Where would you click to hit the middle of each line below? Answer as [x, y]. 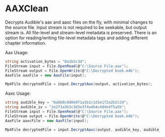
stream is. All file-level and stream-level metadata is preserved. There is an [81, 32]
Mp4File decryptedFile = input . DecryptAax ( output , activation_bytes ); [79, 84]
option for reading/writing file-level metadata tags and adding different [77, 38]
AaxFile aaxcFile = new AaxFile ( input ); [47, 121]
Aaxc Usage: [18, 93]
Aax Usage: [17, 53]
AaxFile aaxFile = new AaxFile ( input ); [46, 75]
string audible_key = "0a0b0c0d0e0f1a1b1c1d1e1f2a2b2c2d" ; [67, 103]
